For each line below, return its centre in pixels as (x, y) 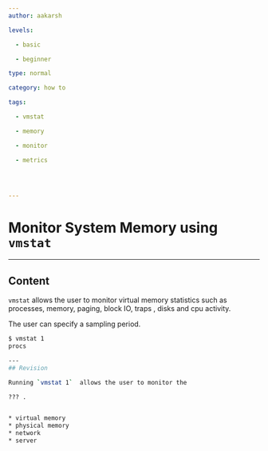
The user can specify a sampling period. (75, 324)
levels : (21, 30)
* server (23, 441)
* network (25, 433)
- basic (28, 45)
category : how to (37, 88)
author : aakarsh (35, 16)
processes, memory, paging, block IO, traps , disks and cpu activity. (120, 309)
